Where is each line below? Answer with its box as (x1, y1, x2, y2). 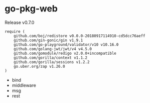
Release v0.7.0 (4, 19, 34, 25)
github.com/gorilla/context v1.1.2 (13, 55, 88, 60)
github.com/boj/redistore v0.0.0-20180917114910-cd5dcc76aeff (13, 33, 146, 38)
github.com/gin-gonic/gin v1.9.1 (13, 38, 83, 43)
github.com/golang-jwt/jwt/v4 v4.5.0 (13, 46, 92, 51)
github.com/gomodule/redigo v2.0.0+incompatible (13, 51, 117, 56)
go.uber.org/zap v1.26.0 (13, 64, 65, 69)
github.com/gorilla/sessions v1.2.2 (13, 59, 90, 65)
